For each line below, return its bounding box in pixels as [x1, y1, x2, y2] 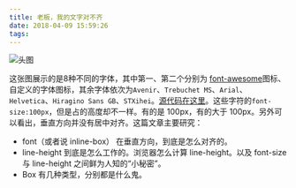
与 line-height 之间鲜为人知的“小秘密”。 [21, 158, 166, 169]
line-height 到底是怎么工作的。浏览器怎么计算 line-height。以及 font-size [21, 147, 287, 158]
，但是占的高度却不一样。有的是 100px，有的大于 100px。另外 [48, 107, 275, 117]
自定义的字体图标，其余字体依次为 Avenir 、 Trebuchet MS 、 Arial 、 [9, 85, 247, 95]
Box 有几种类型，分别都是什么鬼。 [21, 169, 148, 180]
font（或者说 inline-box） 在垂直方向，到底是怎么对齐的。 [21, 136, 232, 147]
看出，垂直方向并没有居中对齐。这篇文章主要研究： [16, 117, 203, 128]
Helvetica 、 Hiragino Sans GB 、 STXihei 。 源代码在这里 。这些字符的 [9, 95, 253, 106]
